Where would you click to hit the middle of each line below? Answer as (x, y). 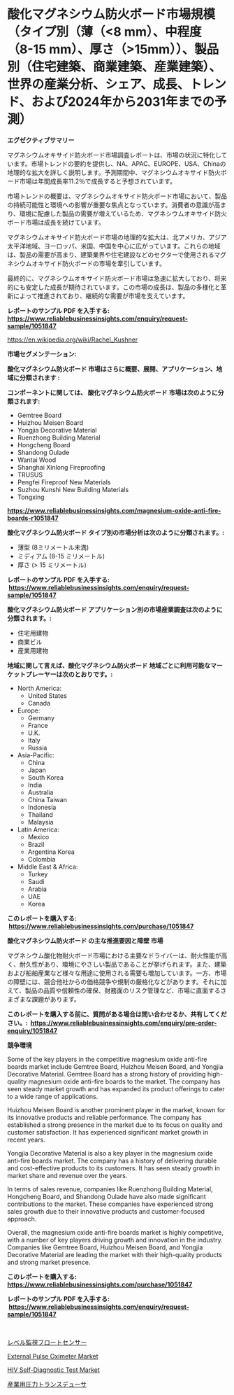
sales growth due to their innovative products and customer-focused (106, 1211)
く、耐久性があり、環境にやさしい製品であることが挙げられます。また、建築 (117, 964)
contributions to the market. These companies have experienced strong (110, 1204)
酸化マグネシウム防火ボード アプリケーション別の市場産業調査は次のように (115, 609)
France (38, 725)
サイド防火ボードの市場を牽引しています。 (105, 263)
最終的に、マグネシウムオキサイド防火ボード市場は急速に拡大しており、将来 (117, 278)
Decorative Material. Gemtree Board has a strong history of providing (107, 1074)
